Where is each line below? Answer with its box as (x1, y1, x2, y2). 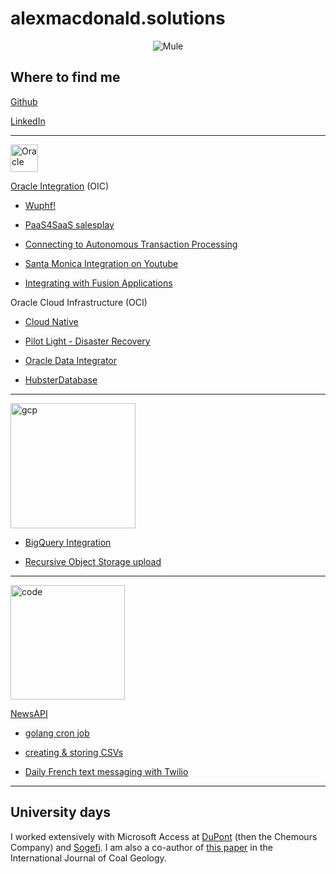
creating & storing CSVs (24, 746, 124, 758)
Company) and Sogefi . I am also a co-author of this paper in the (10, 841, 273, 853)
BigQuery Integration (24, 536, 112, 548)
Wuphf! (24, 199, 56, 211)
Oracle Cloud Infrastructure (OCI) (10, 296, 148, 308)
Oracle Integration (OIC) (10, 180, 110, 192)
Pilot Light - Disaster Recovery (24, 335, 151, 347)
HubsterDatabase (24, 373, 98, 386)
